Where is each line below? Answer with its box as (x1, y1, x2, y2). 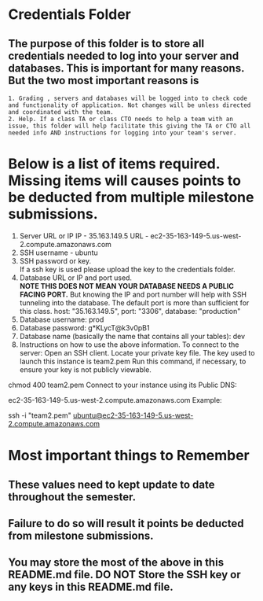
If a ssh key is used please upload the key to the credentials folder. (19, 264, 236, 274)
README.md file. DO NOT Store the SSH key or (8, 568, 241, 581)
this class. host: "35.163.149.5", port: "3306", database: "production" (19, 306, 241, 315)
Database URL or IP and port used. (19, 273, 132, 282)
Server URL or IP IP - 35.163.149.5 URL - (19, 230, 149, 241)
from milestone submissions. (8, 529, 155, 542)
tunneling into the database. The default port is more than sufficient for (19, 297, 250, 308)
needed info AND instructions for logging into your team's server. (8, 129, 237, 137)
